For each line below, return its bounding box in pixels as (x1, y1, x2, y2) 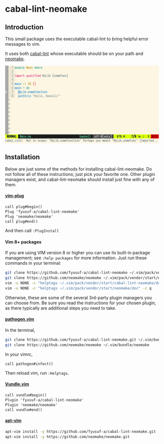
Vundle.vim (5, 381, 29, 387)
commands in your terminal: (5, 260, 61, 266)
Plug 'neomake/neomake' (5, 214, 54, 219)
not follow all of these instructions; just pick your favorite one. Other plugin (5, 171, 155, 177)
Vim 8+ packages (5, 239, 41, 245)
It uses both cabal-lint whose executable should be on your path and (5, 50, 143, 56)
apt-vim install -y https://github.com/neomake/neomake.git (5, 434, 130, 439)
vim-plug (5, 193, 24, 199)
